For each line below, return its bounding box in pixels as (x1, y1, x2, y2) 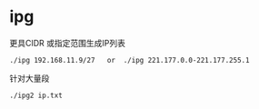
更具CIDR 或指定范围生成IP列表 (9, 37, 125, 48)
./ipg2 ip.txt (9, 91, 64, 100)
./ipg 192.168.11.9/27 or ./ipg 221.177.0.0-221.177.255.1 (9, 55, 250, 64)
